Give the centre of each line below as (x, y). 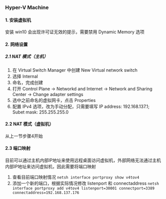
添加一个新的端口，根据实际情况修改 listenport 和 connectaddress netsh (86, 184)
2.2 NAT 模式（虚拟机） (29, 124)
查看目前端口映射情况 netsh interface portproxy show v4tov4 (76, 177)
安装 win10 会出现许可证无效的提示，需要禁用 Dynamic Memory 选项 (75, 32)
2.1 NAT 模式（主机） (27, 57)
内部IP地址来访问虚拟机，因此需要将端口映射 (51, 167)
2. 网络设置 (17, 44)
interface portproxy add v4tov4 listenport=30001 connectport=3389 (83, 189)
